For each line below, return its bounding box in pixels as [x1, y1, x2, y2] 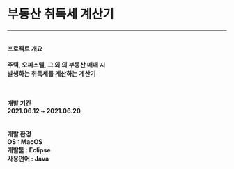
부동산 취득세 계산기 [7, 6, 115, 22]
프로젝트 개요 [7, 45, 43, 53]
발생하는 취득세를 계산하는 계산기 [7, 69, 96, 77]
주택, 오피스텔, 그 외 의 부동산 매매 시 [7, 61, 106, 69]
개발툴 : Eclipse [7, 145, 51, 154]
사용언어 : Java [7, 154, 49, 163]
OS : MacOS [7, 137, 43, 146]
